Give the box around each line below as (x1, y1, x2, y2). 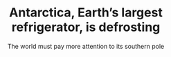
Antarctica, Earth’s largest (8, 5, 163, 21)
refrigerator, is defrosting (11, 19, 161, 35)
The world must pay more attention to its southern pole (7, 42, 165, 50)
